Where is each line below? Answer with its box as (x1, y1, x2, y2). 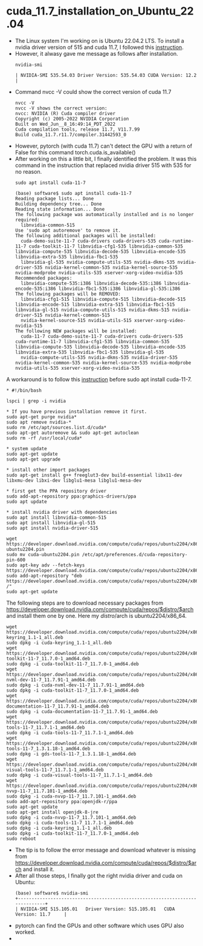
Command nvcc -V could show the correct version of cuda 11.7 (14, 88, 172, 95)
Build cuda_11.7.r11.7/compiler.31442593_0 (14, 131, 127, 137)
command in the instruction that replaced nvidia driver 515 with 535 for (14, 162, 192, 169)
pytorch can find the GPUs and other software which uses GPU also (14, 922, 184, 929)
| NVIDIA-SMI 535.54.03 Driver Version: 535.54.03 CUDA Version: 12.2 (14, 72, 197, 78)
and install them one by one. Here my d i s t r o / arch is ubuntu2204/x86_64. (6, 612, 187, 619)
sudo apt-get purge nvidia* (6, 413, 77, 420)
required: (14, 217, 40, 223)
